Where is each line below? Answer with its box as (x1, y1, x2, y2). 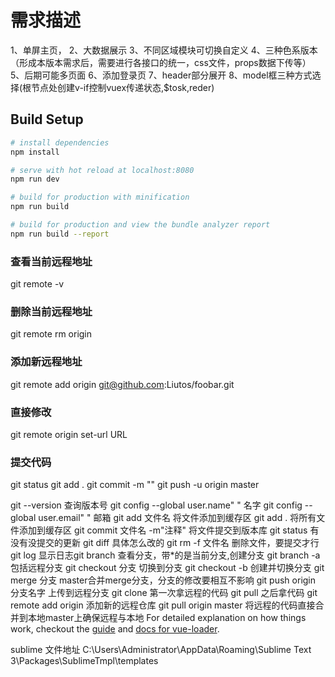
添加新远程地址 (10, 355, 83, 369)
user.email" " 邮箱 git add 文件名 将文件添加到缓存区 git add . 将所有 (38, 512, 317, 524)
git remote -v (10, 278, 65, 290)
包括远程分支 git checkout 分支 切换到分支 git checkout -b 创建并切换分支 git (10, 562, 325, 574)
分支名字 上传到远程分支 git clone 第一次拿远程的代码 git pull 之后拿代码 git (10, 587, 318, 599)
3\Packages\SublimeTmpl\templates (10, 655, 159, 667)
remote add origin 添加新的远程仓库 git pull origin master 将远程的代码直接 (10, 599, 316, 611)
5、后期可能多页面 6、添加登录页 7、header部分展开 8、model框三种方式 (10, 69, 313, 81)
